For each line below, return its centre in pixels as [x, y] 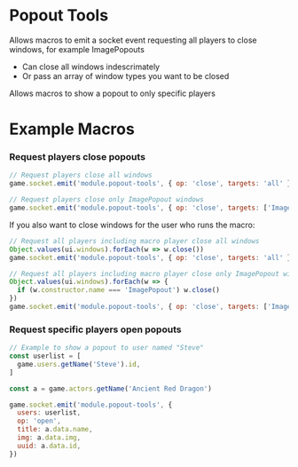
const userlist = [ [45, 356]
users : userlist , [49, 413]
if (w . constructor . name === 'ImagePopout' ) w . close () [118, 290]
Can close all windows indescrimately [91, 67]
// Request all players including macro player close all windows [134, 241]
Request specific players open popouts [95, 329]
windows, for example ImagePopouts [77, 49]
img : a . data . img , [49, 438]
